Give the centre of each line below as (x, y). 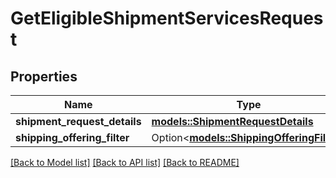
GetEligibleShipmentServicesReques (167, 18)
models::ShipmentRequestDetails (232, 121)
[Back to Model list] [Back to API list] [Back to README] (125, 162)
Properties (44, 76)
